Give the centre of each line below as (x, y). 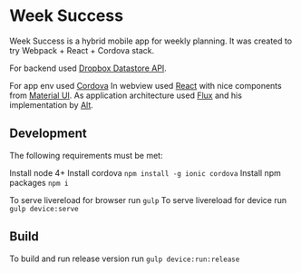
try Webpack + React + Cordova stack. (82, 50)
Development (49, 134)
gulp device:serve (44, 209)
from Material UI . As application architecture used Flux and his (126, 95)
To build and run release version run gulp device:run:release (125, 258)
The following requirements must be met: (86, 155)
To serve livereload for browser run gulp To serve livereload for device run (148, 200)
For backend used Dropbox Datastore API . (88, 68)
